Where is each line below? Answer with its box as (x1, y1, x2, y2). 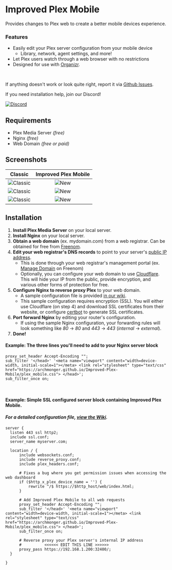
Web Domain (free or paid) (12, 141, 70, 147)
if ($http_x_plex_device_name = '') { (18, 479, 102, 484)
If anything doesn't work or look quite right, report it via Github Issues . (5, 81, 154, 88)
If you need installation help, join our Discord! (5, 91, 101, 97)
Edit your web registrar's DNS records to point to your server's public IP (12, 249, 167, 255)
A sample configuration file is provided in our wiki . (20, 292, 127, 299)
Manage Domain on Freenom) (20, 265, 84, 271)
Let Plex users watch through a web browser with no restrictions (12, 56, 149, 62)
